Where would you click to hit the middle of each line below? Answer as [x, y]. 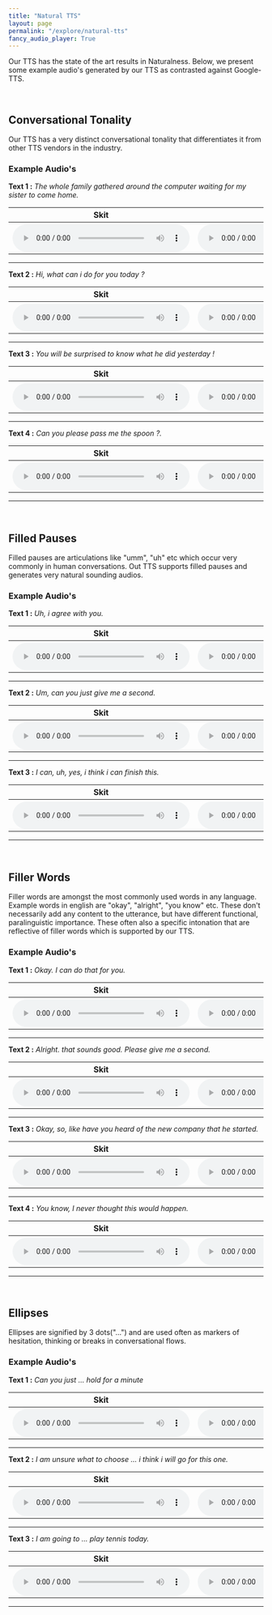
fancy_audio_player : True [52, 38]
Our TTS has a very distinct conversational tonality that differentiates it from [135, 139]
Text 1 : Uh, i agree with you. [56, 614]
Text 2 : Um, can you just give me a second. [82, 693]
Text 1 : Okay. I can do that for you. [67, 970]
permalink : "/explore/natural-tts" [68, 31]
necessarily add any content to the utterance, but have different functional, [133, 914]
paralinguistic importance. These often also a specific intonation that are [129, 923]
